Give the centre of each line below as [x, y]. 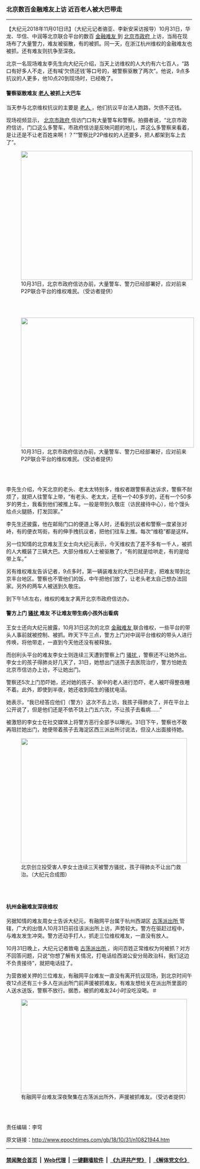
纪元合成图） [54, 874]
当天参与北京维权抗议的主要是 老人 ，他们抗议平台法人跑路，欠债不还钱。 [95, 107]
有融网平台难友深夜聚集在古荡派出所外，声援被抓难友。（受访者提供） [105, 1097]
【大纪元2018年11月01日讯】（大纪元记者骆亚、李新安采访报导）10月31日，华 [98, 29]
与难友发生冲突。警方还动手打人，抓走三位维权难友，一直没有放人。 [89, 935]
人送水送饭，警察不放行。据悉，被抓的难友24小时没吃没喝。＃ [82, 990]
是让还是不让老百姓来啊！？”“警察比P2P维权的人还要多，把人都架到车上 [94, 135]
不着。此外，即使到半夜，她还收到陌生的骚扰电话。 [68, 689]
